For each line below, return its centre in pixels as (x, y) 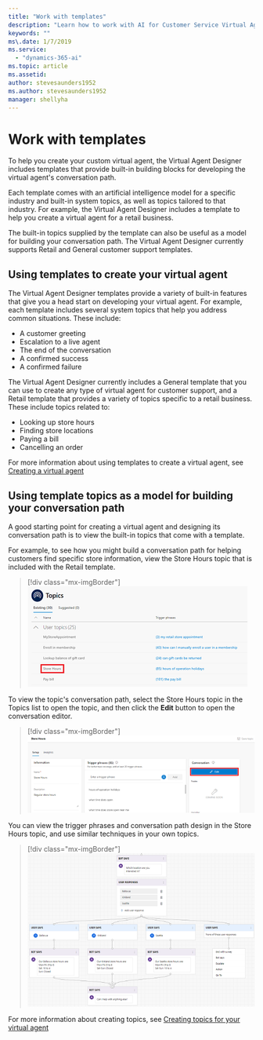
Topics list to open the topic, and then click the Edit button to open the (122, 707)
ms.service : (27, 50)
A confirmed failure (50, 367)
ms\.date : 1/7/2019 (40, 42)
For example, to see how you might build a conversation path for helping (125, 550)
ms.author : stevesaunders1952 (58, 91)
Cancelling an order (51, 447)
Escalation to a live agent (59, 342)
